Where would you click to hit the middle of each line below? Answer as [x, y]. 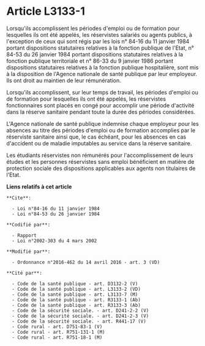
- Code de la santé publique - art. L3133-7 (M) [75, 294]
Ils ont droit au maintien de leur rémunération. [64, 80]
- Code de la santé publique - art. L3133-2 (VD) [76, 289]
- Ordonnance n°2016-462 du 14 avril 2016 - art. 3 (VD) [86, 262]
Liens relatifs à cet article [39, 186]
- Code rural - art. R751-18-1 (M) [57, 337]
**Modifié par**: [28, 252]
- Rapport [24, 235]
